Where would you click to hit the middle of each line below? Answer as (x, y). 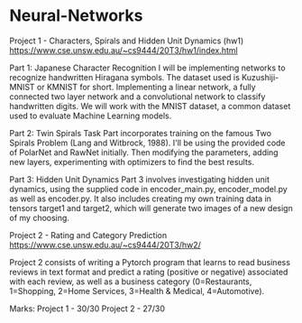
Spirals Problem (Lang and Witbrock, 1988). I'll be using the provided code (147, 143)
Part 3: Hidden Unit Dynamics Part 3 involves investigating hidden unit (140, 179)
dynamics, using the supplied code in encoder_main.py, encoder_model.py (149, 189)
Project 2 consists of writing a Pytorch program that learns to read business (150, 262)
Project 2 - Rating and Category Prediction (88, 235)
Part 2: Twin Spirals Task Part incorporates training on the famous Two (141, 133)
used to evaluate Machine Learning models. (91, 115)
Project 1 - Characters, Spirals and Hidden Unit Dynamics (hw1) (127, 41)
